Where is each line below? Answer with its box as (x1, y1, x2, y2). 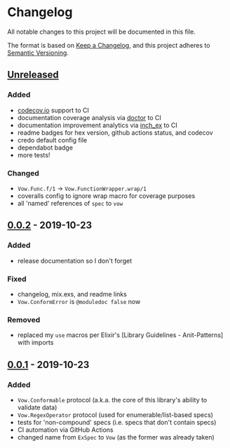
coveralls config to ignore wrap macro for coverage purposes (17, 191, 196, 200)
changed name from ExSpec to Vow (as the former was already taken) (17, 433, 215, 441)
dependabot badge (17, 143, 74, 152)
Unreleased (7, 69, 60, 81)
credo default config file (17, 136, 88, 144)
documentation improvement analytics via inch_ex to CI (17, 121, 177, 129)
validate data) (17, 403, 57, 411)
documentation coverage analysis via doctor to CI (17, 113, 161, 121)
